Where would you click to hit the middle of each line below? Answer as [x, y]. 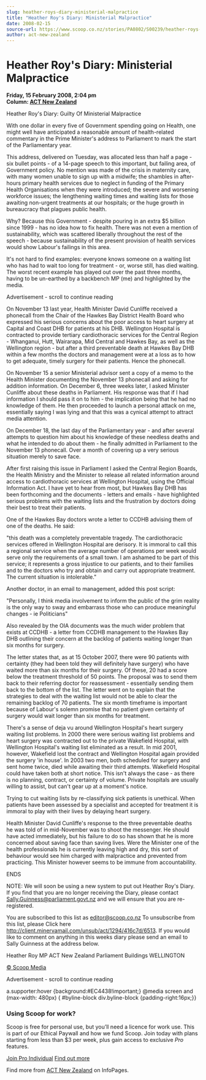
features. [18, 1046]
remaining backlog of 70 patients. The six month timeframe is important [97, 703]
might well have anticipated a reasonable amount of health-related [90, 132]
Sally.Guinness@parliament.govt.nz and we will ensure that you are [91, 899]
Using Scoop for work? [41, 1013]
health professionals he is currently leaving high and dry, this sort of [93, 849]
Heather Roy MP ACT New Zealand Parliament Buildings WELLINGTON [96, 955]
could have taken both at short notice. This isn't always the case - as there [101, 773]
